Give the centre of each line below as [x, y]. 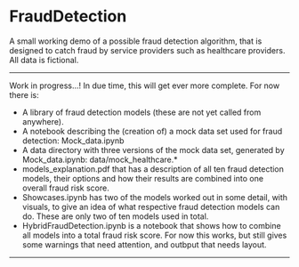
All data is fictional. [44, 60]
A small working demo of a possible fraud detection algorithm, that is [136, 41]
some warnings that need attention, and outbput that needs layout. [144, 244]
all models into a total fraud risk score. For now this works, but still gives [154, 235]
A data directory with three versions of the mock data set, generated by [153, 150]
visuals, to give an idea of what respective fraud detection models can [151, 206]
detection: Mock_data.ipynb [73, 141]
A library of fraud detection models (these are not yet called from [141, 112]
